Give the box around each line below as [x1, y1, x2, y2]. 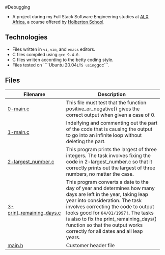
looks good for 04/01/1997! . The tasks [66, 209, 154, 216]
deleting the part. [66, 138, 106, 145]
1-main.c [7, 128, 29, 135]
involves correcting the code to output [66, 203, 154, 210]
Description [98, 91, 126, 97]
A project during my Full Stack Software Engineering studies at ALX [12, 14, 149, 19]
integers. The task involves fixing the [66, 152, 151, 159]
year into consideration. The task [66, 197, 142, 204]
